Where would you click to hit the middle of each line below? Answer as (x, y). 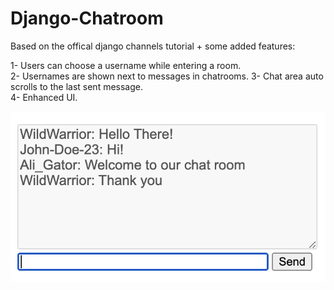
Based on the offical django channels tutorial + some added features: (153, 46)
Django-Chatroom (87, 18)
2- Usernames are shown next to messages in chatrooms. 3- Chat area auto (167, 76)
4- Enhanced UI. (44, 97)
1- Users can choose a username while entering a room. (126, 65)
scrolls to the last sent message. (77, 86)
